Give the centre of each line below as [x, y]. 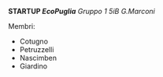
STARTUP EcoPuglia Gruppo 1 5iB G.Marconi [81, 11]
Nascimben [38, 58]
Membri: [22, 26]
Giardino [33, 66]
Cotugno [34, 41]
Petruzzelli [37, 49]
